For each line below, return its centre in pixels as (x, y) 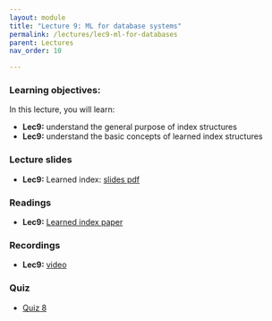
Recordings (35, 245)
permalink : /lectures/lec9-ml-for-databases (93, 34)
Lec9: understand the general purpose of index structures (129, 127)
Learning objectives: (55, 91)
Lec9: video (44, 265)
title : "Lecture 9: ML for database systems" (95, 26)
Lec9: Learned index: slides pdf (81, 179)
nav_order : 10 (36, 51)
